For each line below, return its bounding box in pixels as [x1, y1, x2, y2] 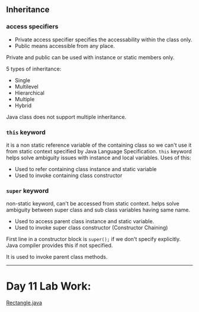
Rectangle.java [6, 299, 43, 307]
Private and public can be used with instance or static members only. [6, 53, 175, 61]
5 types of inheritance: [6, 65, 62, 72]
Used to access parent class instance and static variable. [14, 218, 155, 225]
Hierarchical [14, 89, 44, 97]
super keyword [6, 186, 49, 195]
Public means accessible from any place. [14, 42, 115, 49]
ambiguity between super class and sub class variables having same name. [6, 207, 191, 214]
